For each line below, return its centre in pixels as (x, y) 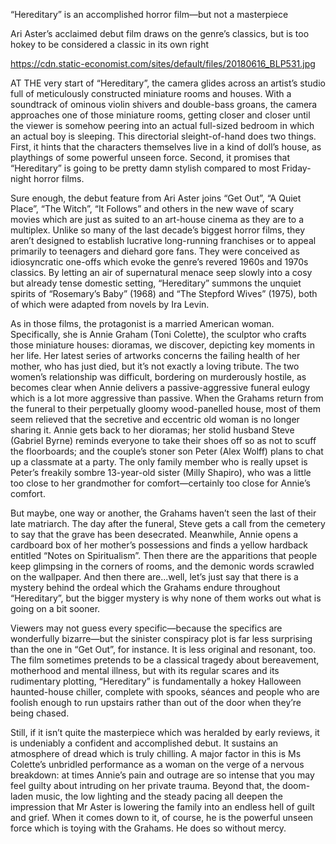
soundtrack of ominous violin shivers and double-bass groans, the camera (164, 104)
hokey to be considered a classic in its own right (110, 44)
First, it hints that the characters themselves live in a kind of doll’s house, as (166, 147)
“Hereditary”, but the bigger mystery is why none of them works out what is (166, 598)
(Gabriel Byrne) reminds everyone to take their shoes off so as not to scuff (163, 440)
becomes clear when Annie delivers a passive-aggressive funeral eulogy (160, 387)
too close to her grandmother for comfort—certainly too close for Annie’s (160, 483)
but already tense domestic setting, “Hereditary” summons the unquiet (156, 283)
